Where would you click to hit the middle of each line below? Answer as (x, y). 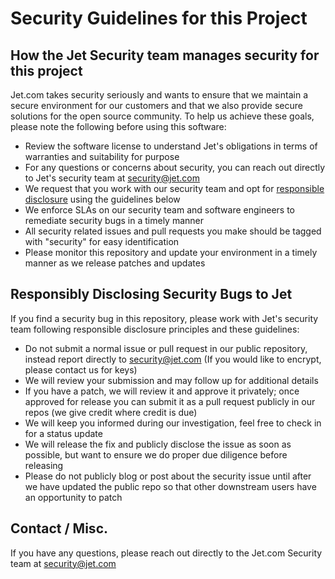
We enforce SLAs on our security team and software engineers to (159, 210)
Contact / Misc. (59, 528)
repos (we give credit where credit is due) (111, 412)
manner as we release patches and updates (115, 263)
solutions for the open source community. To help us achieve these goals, (162, 116)
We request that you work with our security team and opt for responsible (174, 188)
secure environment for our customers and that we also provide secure (157, 105)
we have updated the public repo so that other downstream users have (170, 486)
